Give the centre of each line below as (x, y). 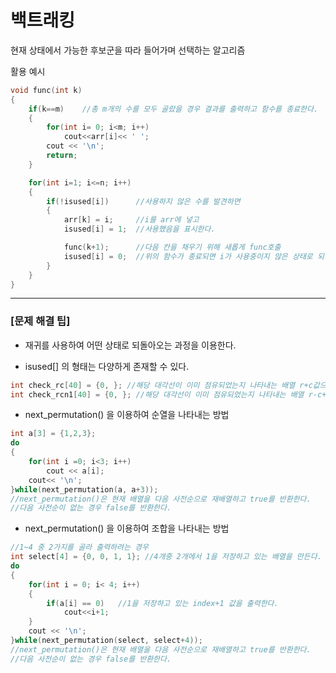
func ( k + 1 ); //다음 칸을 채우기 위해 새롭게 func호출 (172, 247)
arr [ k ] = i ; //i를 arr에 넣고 (131, 220)
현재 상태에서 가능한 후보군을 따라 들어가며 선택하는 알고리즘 (128, 50)
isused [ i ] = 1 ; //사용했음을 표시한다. (139, 229)
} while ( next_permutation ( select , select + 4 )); (106, 641)
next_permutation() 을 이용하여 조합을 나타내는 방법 (127, 528)
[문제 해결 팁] (40, 321)
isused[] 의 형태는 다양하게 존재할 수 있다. (107, 366)
